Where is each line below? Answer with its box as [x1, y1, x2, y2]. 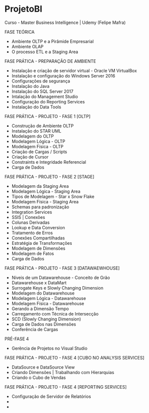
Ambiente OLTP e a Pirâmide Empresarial [11, 38, 94, 44]
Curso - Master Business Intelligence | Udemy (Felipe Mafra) [4, 20, 126, 25]
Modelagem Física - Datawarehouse [11, 300, 84, 306]
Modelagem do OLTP [11, 133, 54, 139]
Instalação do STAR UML [11, 128, 62, 134]
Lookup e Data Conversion [11, 224, 65, 230]
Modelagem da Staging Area [11, 183, 69, 189]
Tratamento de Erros [11, 230, 53, 236]
